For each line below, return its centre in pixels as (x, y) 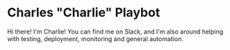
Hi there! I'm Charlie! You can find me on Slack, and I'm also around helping (115, 32)
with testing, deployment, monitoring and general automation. (96, 38)
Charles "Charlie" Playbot (84, 13)
